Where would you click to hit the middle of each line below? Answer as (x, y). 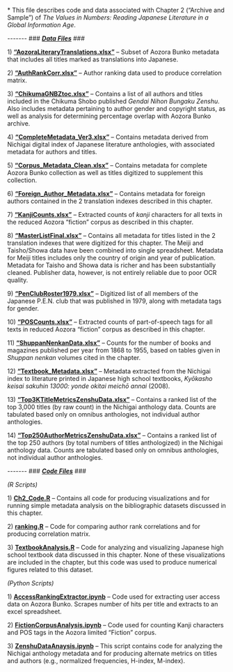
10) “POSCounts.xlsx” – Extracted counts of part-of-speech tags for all (110, 322)
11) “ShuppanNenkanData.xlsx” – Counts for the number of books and (109, 343)
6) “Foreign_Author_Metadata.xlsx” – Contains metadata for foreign (106, 194)
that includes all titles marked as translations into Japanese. (93, 59)
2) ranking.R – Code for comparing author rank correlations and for (104, 527)
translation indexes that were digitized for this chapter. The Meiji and (105, 243)
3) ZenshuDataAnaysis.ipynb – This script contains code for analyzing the (115, 646)
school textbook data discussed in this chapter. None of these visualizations (116, 555)
